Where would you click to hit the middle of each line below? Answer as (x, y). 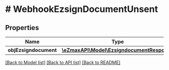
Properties (22, 28)
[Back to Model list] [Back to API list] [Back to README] (63, 62)
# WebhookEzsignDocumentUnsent (82, 9)
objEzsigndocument (32, 50)
